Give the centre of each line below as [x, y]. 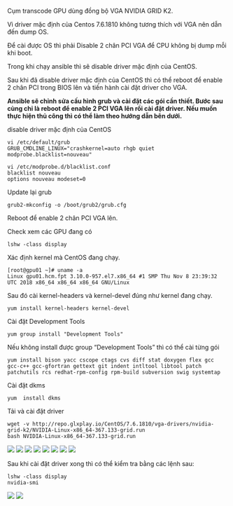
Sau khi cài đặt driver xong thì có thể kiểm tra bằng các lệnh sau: [101, 464]
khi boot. [20, 53]
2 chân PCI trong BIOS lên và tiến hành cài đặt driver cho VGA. [97, 87]
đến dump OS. [28, 32]
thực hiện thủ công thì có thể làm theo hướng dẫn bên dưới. [95, 116]
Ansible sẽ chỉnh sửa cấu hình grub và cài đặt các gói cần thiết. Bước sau [115, 101]
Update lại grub [30, 192]
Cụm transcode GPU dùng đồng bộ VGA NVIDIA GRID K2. [90, 11]
